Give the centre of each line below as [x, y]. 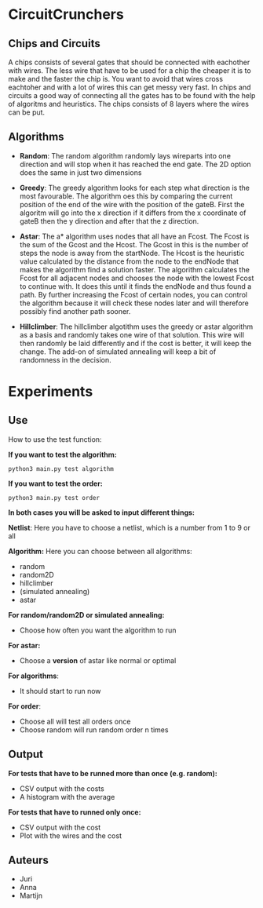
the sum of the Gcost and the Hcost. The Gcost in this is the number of [134, 244]
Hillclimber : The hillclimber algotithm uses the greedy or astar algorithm [136, 326]
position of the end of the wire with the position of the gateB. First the [132, 204]
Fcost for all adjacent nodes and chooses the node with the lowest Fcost [137, 278]
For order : [25, 706]
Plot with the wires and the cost [70, 835]
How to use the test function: [55, 439]
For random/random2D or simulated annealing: [86, 614]
